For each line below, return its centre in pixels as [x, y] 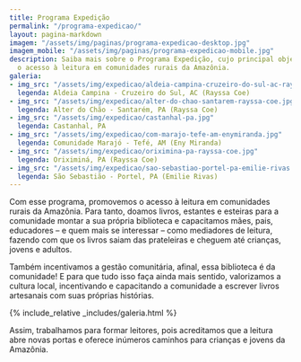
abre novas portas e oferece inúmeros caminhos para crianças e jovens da [147, 340]
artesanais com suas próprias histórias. [82, 296]
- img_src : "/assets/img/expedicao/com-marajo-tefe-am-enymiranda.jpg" [146, 135]
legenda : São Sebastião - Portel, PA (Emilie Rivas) [118, 176]
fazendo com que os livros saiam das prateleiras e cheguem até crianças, [146, 240]
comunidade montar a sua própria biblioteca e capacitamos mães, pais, [141, 221]
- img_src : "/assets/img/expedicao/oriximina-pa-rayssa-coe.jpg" [133, 151]
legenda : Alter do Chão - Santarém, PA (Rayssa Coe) [118, 110]
